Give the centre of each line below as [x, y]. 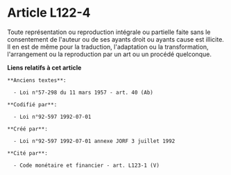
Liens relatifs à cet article [44, 67]
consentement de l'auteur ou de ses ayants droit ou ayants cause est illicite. [115, 39]
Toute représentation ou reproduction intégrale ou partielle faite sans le [109, 32]
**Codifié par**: [32, 105]
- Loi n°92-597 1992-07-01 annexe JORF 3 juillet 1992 [94, 141]
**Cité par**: [28, 153]
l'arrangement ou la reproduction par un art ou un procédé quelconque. [109, 54]
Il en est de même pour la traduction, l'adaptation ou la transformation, [108, 47]
